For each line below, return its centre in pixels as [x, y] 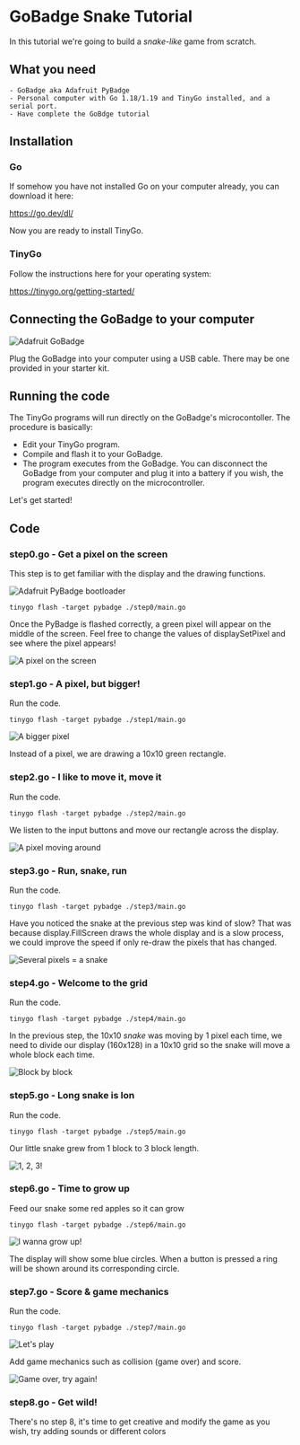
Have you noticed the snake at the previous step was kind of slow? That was [150, 923]
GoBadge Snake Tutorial [101, 17]
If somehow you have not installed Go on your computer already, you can [144, 187]
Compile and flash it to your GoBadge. [93, 454]
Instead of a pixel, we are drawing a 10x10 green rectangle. [118, 754]
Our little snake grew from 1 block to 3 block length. [104, 1148]
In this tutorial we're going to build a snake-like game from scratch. [133, 41]
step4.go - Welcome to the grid [78, 982]
